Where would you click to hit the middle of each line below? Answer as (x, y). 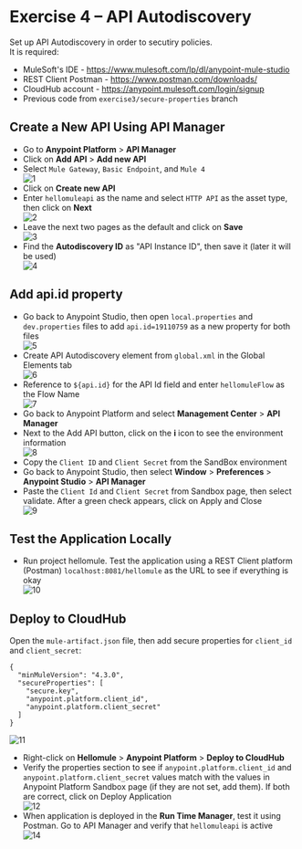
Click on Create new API (69, 188)
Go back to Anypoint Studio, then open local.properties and (138, 316)
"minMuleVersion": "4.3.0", (71, 676)
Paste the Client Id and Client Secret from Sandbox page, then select (157, 491)
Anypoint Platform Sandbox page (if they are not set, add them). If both (156, 787)
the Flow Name (51, 393)
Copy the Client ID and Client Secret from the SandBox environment (155, 462)
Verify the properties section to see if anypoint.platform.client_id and (157, 768)
